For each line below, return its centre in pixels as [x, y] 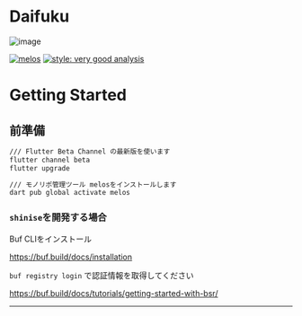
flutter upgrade [40, 168]
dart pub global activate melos [70, 193]
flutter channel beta [50, 160]
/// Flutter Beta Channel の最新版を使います [90, 151]
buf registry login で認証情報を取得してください [102, 275]
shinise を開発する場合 [58, 217]
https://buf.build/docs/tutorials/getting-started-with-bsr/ [114, 293]
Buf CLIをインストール [51, 239]
